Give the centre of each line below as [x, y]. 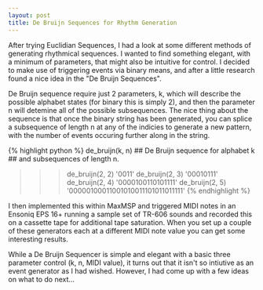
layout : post [29, 15]
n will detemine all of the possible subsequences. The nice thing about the [128, 110]
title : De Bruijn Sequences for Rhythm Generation [93, 23]
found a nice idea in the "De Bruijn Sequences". [85, 78]
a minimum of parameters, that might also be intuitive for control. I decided [129, 62]
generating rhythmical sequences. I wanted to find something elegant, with [130, 53]
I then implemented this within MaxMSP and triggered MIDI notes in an [122, 205]
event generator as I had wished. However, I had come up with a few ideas [129, 270]
